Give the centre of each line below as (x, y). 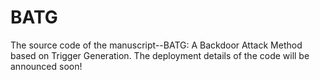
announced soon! (46, 66)
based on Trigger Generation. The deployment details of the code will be (160, 55)
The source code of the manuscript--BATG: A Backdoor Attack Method (156, 45)
